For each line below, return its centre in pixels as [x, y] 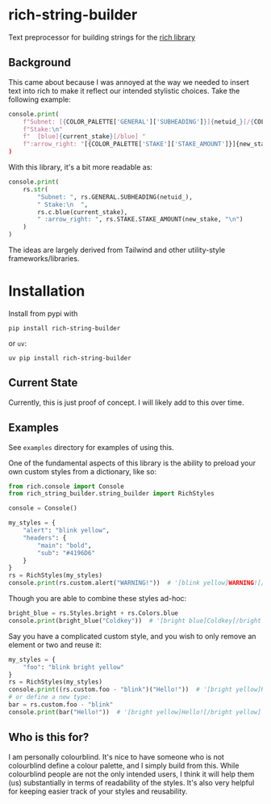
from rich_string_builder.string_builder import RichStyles [112, 494]
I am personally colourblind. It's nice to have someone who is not [116, 756]
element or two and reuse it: [55, 645]
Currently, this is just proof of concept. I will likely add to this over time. [126, 402]
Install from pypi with [43, 314]
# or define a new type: [50, 697]
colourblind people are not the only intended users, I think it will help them [131, 774]
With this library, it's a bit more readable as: [81, 167]
